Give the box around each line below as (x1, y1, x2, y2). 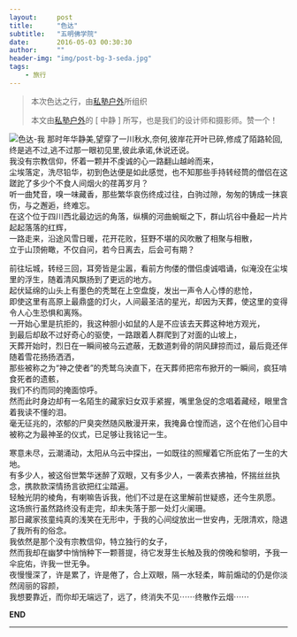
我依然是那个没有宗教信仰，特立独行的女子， (9, 536, 172, 547)
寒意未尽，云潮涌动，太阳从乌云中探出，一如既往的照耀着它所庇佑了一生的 (9, 448, 280, 458)
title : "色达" (9, 21, 79, 30)
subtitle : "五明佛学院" (9, 29, 98, 38)
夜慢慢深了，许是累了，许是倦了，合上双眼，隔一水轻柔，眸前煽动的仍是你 (9, 569, 280, 579)
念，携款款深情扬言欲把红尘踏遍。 (9, 480, 133, 491)
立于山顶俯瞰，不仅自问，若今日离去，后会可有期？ (9, 244, 195, 255)
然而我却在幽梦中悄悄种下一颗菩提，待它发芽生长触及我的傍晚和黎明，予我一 (9, 547, 288, 557)
